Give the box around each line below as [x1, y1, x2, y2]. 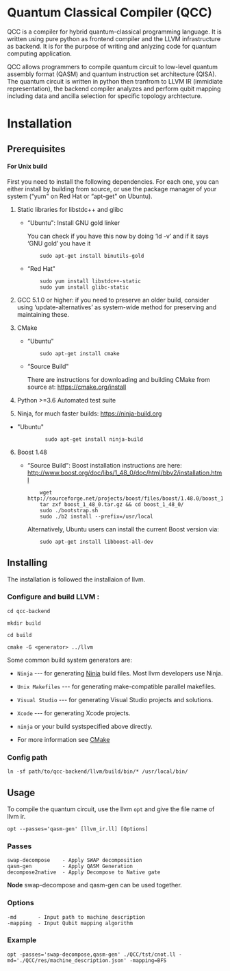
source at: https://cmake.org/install [27, 383, 127, 391]
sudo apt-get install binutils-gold [40, 252, 144, 259]
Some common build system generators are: [7, 656, 132, 664]
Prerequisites [7, 143, 66, 155]
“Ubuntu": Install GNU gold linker [27, 218, 120, 227]
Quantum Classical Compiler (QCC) [7, 5, 212, 21]
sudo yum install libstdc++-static [40, 278, 142, 285]
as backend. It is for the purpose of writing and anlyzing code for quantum [7, 42, 217, 50]
